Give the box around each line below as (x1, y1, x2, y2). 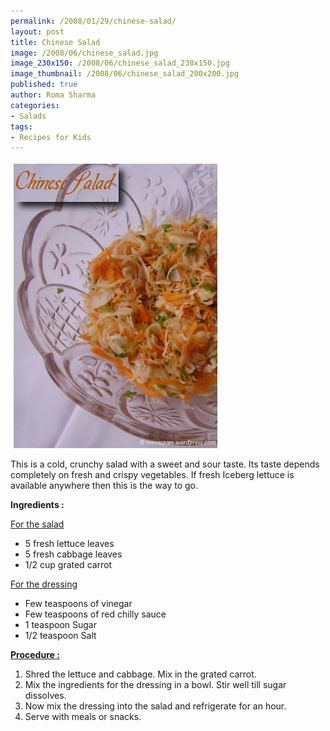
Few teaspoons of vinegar (24, 598, 133, 610)
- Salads (10, 111, 47, 121)
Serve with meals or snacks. (24, 711, 142, 723)
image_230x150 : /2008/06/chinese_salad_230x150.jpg (10, 58, 230, 69)
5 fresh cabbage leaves (24, 548, 123, 560)
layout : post (10, 26, 65, 37)
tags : (10, 121, 33, 132)
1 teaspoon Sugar (24, 619, 97, 631)
